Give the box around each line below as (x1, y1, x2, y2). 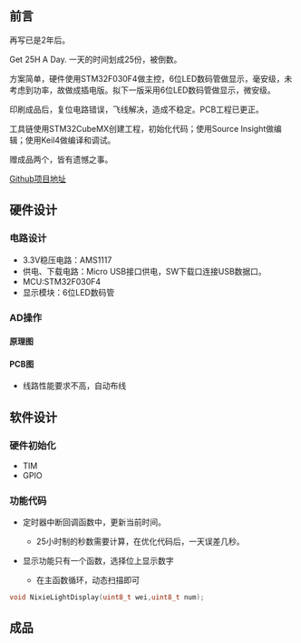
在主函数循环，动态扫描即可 (35, 575, 141, 586)
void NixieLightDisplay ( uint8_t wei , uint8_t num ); (9, 593, 205, 602)
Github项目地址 (9, 173, 66, 184)
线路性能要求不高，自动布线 (22, 380, 127, 391)
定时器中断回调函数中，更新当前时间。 (22, 517, 166, 527)
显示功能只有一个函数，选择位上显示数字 (22, 556, 174, 567)
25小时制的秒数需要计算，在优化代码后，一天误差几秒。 (35, 536, 245, 548)
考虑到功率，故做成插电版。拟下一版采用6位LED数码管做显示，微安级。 (9, 85, 277, 95)
